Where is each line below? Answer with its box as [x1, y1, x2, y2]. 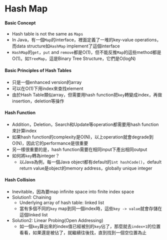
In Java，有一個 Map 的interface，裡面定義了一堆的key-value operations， [11, 37, 161, 43]
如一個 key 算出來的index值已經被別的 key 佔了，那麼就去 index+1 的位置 [19, 223, 161, 229]
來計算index [11, 127, 37, 133]
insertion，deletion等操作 [11, 98, 64, 104]
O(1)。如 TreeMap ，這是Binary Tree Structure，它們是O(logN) [11, 55, 136, 61]
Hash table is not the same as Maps [11, 31, 83, 37]
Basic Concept [4, 19, 36, 25]
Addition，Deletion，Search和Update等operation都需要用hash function [11, 121, 159, 127]
